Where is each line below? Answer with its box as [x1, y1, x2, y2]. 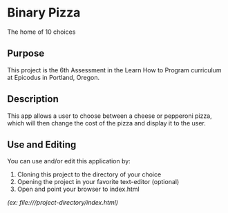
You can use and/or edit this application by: [7, 157, 131, 165]
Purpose [7, 48, 45, 59]
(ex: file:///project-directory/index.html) [7, 199, 119, 207]
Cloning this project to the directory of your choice [17, 170, 162, 179]
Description [7, 93, 59, 105]
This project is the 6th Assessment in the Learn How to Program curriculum [7, 65, 222, 74]
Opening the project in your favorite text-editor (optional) [17, 178, 180, 186]
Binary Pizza [7, 5, 81, 21]
